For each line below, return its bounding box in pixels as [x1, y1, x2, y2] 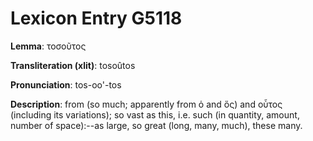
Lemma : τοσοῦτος [10, 40, 87, 52]
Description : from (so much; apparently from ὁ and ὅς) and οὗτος [10, 98, 283, 110]
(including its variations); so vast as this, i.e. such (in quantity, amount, [10, 108, 300, 121]
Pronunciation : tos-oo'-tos [10, 78, 122, 91]
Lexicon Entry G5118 [10, 7, 183, 30]
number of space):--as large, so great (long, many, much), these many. [10, 119, 303, 131]
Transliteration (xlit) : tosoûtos [10, 59, 136, 71]
